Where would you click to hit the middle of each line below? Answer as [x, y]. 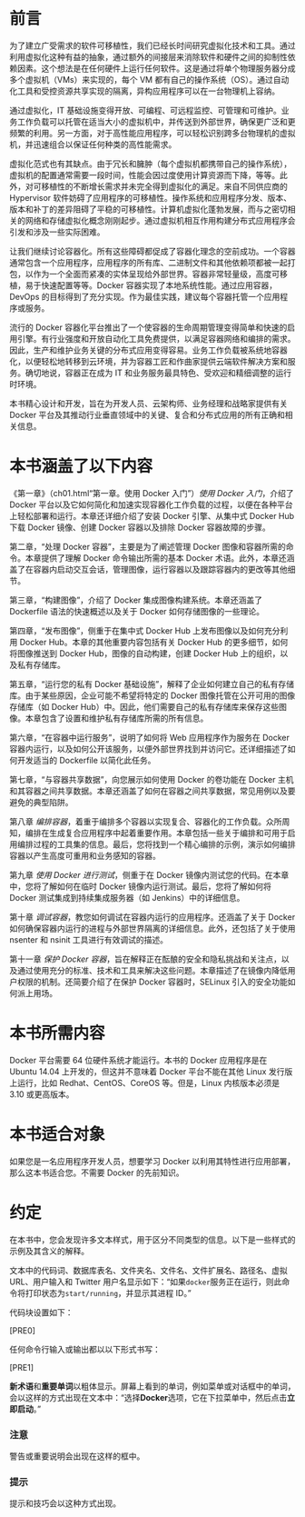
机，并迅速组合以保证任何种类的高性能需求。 [93, 144]
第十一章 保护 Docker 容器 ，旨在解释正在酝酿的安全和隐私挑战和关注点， [146, 959]
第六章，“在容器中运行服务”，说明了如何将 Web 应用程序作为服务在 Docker [150, 737]
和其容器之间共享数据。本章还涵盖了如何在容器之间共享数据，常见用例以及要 [152, 791]
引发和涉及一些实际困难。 [57, 232]
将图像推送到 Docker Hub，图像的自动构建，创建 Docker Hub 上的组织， [145, 653]
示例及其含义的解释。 [49, 1251]
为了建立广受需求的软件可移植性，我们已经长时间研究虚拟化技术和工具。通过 [152, 45]
